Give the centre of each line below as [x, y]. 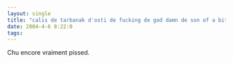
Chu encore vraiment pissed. [49, 53]
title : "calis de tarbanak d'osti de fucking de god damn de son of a [111, 20]
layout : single [29, 13]
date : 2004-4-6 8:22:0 [40, 26]
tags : [15, 33]
